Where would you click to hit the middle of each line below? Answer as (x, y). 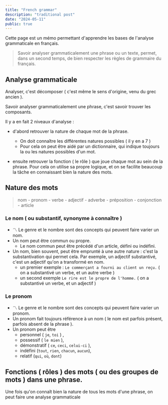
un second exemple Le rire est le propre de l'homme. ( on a (85, 278)
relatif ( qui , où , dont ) (41, 356)
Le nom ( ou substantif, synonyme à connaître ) (64, 218)
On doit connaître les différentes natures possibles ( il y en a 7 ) (85, 141)
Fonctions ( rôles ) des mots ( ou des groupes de (82, 372)
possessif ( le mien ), (42, 340)
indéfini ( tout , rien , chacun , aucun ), (56, 351)
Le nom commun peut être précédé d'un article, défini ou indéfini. (88, 246)
